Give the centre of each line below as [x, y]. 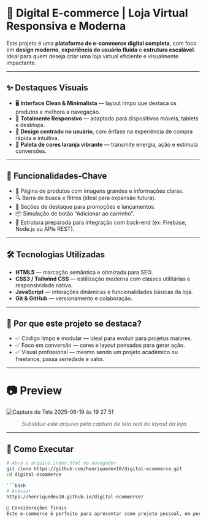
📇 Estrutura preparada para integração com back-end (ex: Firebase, [101, 222]
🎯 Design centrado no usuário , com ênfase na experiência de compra [104, 131]
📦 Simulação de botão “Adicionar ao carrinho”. [75, 213]
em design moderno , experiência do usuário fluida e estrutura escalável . [101, 50]
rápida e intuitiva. [37, 138]
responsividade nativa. [44, 285]
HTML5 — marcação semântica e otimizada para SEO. [84, 273]
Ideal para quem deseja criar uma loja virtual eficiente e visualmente [93, 56]
